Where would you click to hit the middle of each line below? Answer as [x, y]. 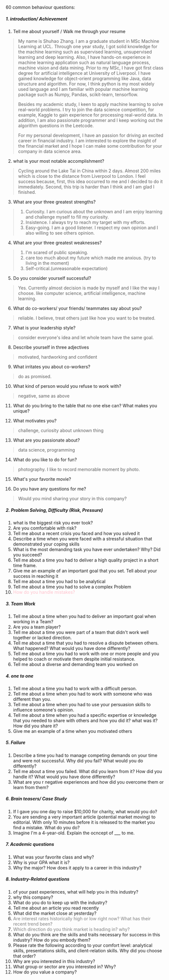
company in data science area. [50, 151]
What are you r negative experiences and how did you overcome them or [88, 782]
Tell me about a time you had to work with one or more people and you [86, 654]
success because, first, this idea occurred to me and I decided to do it [90, 181]
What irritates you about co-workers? [52, 367]
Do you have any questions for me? [50, 489]
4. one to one [20, 676]
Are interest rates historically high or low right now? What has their [82, 918]
